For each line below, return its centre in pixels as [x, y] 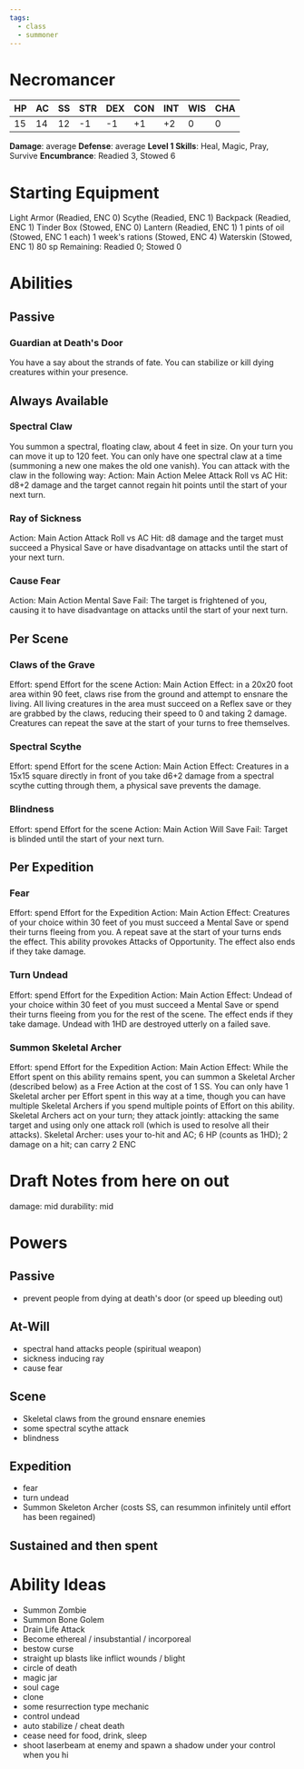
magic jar [40, 1677]
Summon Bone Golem [63, 1619]
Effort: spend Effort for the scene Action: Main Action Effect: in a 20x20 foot [151, 685]
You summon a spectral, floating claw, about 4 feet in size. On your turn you [151, 446]
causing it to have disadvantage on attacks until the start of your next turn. [149, 611]
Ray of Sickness [45, 518]
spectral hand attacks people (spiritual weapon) [112, 1348]
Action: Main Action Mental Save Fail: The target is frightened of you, [138, 601]
